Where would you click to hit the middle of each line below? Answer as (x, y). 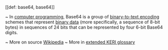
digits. (12, 32)
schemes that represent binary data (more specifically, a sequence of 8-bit (83, 22)
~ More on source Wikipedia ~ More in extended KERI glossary (70, 42)
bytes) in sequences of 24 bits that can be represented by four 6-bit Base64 (84, 27)
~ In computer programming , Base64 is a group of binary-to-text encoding (82, 17)
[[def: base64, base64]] (30, 7)
